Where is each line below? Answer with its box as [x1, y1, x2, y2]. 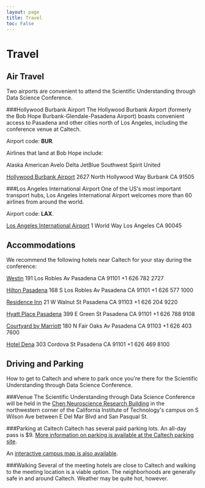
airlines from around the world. [6, 198, 84, 206]
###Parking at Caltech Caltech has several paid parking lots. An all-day [6, 425, 187, 432]
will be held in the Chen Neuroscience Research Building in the [6, 400, 165, 407]
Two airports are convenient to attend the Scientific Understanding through [6, 87, 196, 95]
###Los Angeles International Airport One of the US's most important [6, 185, 181, 192]
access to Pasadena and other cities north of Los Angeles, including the [6, 119, 188, 127]
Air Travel [6, 71, 45, 82]
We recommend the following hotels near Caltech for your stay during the [6, 256, 192, 264]
